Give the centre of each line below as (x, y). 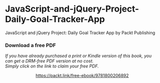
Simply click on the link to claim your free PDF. (52, 66)
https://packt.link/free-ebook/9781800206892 (82, 76)
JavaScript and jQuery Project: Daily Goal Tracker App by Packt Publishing (80, 33)
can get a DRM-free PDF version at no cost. (49, 61)
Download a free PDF (31, 45)
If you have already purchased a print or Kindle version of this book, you (78, 56)
